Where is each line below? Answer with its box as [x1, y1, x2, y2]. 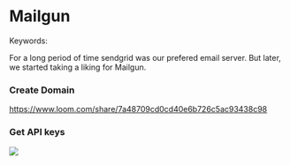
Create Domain [9, 84, 75, 96]
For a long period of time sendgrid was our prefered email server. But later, [9, 52, 281, 63]
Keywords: [9, 35, 49, 46]
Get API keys [9, 126, 65, 139]
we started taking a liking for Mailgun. [9, 62, 147, 72]
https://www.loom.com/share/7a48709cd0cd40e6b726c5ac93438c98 [9, 104, 268, 115]
